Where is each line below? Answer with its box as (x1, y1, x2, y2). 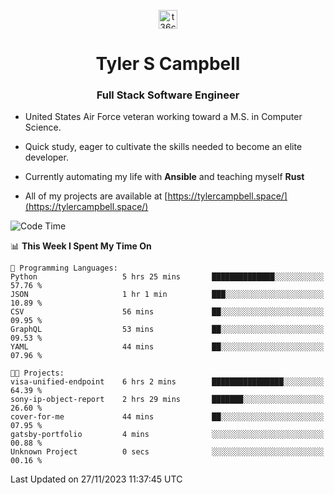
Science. (24, 121, 62, 134)
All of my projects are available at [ (24, 190, 168, 202)
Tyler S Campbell (95, 53, 241, 75)
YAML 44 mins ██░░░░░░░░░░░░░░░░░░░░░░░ (10, 342, 325, 352)
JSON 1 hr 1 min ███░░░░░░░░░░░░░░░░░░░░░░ (10, 290, 325, 300)
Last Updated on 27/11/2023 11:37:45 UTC (10, 473, 183, 485)
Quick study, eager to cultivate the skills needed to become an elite (24, 141, 303, 153)
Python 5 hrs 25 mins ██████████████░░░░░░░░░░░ (10, 272, 325, 282)
